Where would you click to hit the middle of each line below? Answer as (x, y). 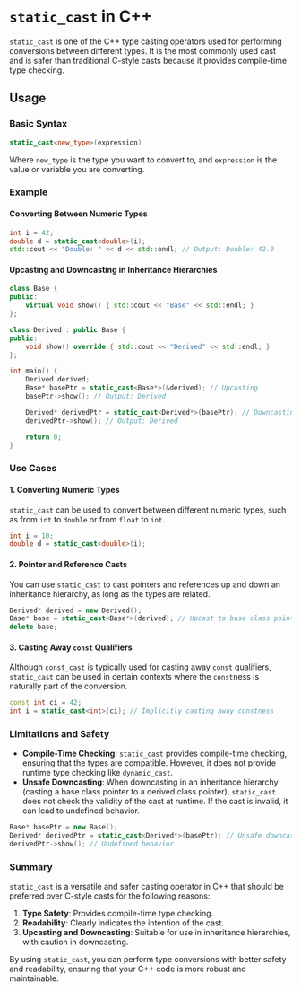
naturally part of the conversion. (69, 686)
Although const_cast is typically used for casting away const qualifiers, (140, 667)
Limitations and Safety (60, 734)
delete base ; (34, 627)
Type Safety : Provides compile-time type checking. (118, 914)
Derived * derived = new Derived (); (76, 610)
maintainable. (34, 978)
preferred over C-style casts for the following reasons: (110, 896)
